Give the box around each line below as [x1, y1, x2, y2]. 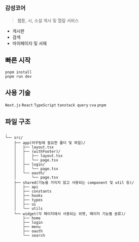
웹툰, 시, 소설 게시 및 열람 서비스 [17, 17, 79, 23]
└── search [23, 233, 45, 238]
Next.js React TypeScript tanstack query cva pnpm [5, 103, 106, 108]
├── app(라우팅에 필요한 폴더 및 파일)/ [14, 140, 86, 146]
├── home [23, 216, 41, 221]
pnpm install [5, 70, 32, 75]
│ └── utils [14, 206, 43, 211]
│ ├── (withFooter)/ [14, 149, 61, 154]
